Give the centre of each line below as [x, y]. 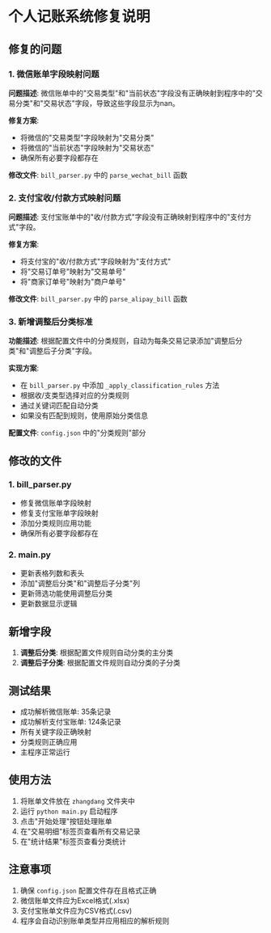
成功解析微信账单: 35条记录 [66, 711]
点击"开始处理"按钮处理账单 [66, 821]
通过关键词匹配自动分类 [59, 406]
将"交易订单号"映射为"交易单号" [73, 272]
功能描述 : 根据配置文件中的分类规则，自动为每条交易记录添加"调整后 [122, 341]
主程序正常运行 [45, 752]
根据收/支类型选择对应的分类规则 [74, 395]
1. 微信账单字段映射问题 [54, 74]
